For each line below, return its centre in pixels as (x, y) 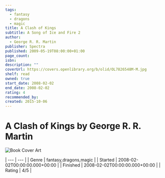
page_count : (17, 56)
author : (13, 38)
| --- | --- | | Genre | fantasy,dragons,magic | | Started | (61, 160)
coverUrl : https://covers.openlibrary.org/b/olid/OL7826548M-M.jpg (76, 70)
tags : (11, 10)
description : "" (22, 65)
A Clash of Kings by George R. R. (73, 126)
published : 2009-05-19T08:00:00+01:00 (45, 51)
